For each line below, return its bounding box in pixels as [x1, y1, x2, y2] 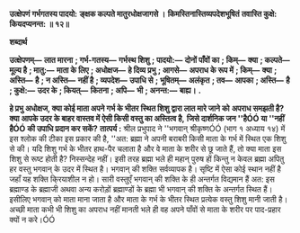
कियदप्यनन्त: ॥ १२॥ [9, 19, 70, 29]
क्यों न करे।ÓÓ [9, 214, 56, 225]
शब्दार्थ [9, 37, 28, 47]
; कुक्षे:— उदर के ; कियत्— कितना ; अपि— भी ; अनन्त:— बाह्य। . [9, 85, 202, 95]
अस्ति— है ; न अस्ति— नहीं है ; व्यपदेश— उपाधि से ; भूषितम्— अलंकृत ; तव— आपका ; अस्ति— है [9, 75, 290, 85]
